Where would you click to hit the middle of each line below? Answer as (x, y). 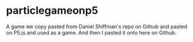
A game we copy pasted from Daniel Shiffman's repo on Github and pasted (97, 26)
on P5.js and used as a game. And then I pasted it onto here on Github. (92, 32)
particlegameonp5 (52, 11)
